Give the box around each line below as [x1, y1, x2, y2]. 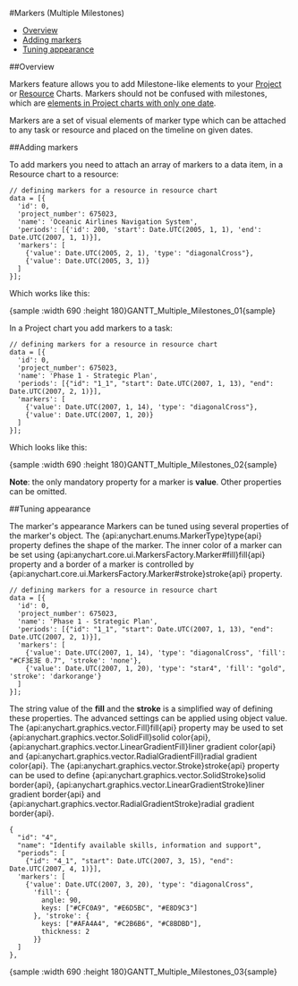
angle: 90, [41, 896, 82, 905]
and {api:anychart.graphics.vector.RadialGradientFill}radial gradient [9, 751, 258, 761]
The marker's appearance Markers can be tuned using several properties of [9, 521, 289, 531]
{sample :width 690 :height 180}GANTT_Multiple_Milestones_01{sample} [9, 305, 276, 316]
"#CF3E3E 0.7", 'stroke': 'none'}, [9, 656, 142, 665]
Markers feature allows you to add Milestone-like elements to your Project [9, 79, 282, 89]
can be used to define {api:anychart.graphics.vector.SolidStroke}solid [9, 770, 266, 780]
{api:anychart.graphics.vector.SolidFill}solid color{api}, [9, 732, 211, 742]
